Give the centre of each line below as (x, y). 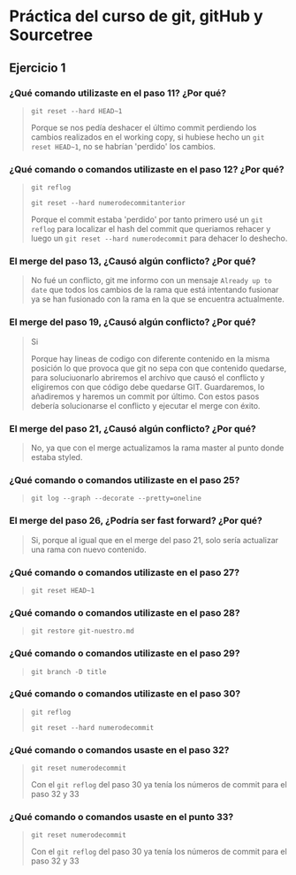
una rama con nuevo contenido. (89, 549)
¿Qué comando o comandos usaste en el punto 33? (121, 817)
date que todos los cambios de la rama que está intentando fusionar (155, 290)
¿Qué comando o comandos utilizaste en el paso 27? (125, 572)
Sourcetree (51, 35)
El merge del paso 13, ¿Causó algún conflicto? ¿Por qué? (133, 261)
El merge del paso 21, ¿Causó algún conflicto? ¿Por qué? (133, 428)
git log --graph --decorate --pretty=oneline (116, 499)
